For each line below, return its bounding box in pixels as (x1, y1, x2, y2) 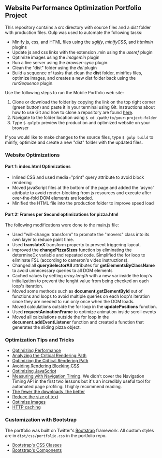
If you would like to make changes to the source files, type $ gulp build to (5, 134, 154, 140)
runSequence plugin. (12, 80, 54, 86)
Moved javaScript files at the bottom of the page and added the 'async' (12, 185, 154, 190)
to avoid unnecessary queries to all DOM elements (12, 268, 113, 273)
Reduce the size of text (12, 394, 59, 400)
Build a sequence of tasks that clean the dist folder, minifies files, (12, 70, 143, 76)
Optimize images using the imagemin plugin (12, 54, 100, 60)
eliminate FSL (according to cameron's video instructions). (12, 257, 129, 263)
